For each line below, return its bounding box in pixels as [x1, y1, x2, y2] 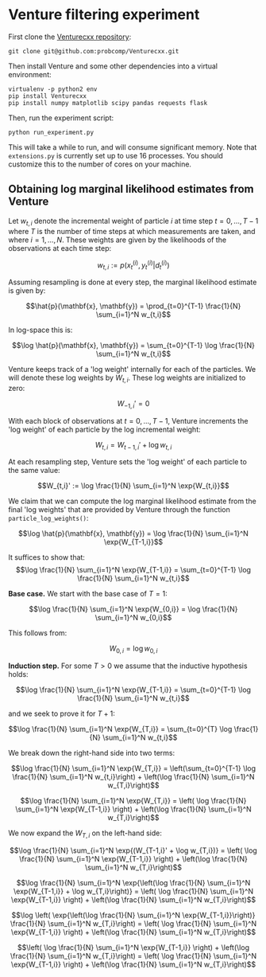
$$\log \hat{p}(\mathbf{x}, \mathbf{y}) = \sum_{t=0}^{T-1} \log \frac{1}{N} [11, 341, 256, 350]
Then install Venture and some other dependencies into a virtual [8, 61, 218, 71]
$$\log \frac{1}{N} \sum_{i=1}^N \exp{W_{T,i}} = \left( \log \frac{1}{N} [20, 796, 247, 806]
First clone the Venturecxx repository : [8, 32, 132, 41]
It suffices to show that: [8, 553, 86, 562]
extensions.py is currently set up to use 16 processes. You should [8, 150, 224, 160]
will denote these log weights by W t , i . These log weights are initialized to [8, 373, 246, 384]
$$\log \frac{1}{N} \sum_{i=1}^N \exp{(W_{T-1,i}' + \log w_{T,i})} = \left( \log [9, 846, 258, 855]
